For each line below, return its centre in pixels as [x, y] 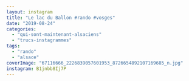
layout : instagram [29, 12]
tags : [13, 46]
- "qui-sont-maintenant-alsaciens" [57, 35]
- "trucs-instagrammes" [42, 40]
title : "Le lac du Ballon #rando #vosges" [61, 18]
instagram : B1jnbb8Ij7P [36, 69]
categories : [21, 29]
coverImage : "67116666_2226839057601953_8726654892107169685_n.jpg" [95, 63]
